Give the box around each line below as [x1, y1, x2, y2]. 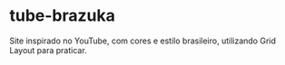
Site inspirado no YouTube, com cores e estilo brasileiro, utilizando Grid [9, 35, 277, 46]
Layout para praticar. [9, 44, 88, 55]
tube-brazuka [9, 5, 116, 26]
